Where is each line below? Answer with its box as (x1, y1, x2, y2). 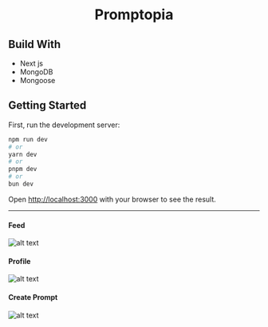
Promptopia (94, 6, 174, 24)
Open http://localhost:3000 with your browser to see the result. (8, 194, 217, 204)
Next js (19, 58, 44, 68)
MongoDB (19, 67, 53, 77)
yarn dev (8, 150, 37, 158)
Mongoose (19, 76, 56, 85)
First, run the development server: (8, 120, 120, 130)
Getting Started (8, 98, 87, 113)
